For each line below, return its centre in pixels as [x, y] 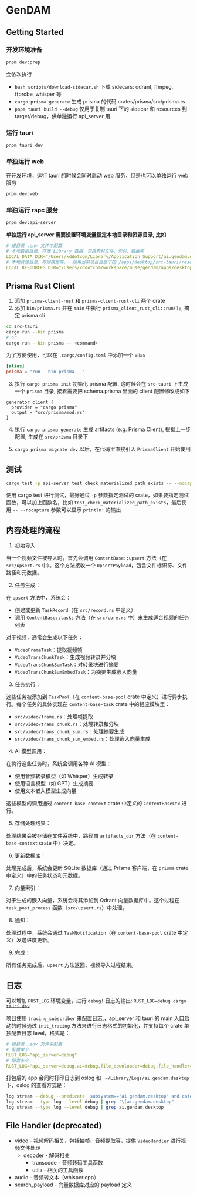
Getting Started [35, 32]
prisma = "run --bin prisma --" [45, 372]
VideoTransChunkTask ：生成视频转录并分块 [65, 657]
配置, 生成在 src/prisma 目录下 [51, 436]
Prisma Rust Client [40, 286]
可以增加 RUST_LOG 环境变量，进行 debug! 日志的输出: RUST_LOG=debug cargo [96, 1001]
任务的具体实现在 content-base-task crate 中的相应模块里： [98, 704]
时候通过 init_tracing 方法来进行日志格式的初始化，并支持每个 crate [99, 1026]
